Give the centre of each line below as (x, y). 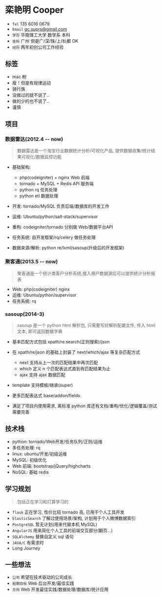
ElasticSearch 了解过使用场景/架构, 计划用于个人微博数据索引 (74, 518)
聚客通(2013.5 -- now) (31, 262)
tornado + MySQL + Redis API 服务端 (57, 184)
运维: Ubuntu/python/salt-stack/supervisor (55, 217)
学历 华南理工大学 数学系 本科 (41, 35)
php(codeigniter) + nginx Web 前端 (54, 178)
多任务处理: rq (26, 448)
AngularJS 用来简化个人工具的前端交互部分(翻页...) (62, 530)
